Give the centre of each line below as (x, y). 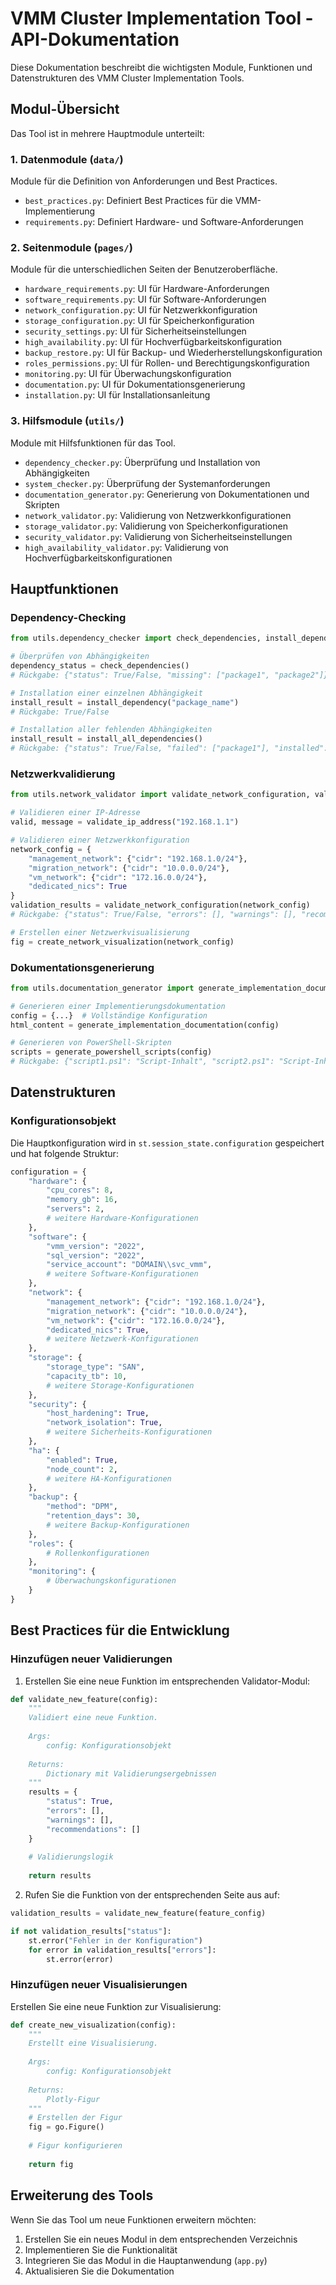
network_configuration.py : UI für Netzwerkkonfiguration (141, 310)
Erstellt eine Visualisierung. (93, 2043)
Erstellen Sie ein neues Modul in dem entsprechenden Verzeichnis (161, 2239)
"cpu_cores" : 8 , (80, 1190)
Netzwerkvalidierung (63, 774)
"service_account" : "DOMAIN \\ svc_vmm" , (129, 1265)
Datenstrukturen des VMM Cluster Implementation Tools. (127, 78)
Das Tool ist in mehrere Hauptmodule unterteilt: (107, 133)
